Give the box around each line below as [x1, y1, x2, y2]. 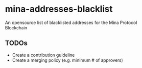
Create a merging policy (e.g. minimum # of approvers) [12, 57, 123, 63]
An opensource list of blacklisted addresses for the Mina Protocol [5, 20, 137, 25]
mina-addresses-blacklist [5, 3, 113, 15]
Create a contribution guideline [12, 52, 75, 58]
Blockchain [5, 24, 28, 30]
